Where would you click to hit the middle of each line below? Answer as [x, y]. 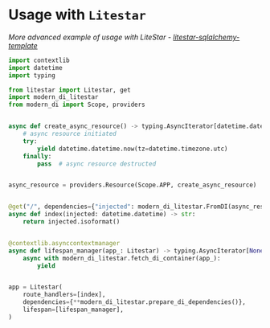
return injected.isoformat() [72, 222]
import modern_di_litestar [53, 97]
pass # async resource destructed [97, 164]
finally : [37, 156]
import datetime [35, 68]
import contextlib [39, 60]
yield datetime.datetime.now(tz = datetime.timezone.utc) [133, 149]
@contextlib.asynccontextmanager [64, 243]
